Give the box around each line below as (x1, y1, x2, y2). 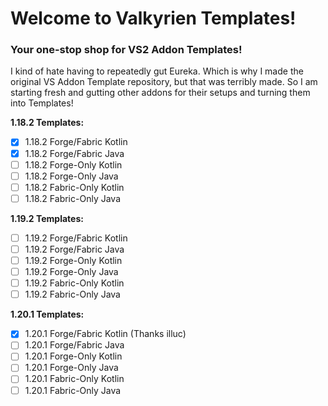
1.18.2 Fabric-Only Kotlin (24, 181, 125, 193)
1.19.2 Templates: (10, 212, 84, 224)
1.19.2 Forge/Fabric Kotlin (24, 232, 128, 244)
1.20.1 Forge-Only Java (24, 362, 119, 374)
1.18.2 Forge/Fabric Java (24, 147, 125, 159)
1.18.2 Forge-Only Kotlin (24, 158, 123, 171)
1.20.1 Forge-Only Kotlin (24, 350, 123, 362)
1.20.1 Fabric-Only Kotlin (24, 373, 125, 385)
